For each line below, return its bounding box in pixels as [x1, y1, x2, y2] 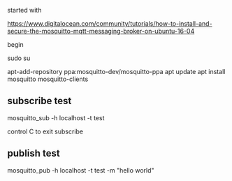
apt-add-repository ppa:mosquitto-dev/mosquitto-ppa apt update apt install [7, 68, 226, 75]
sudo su [7, 54, 31, 62]
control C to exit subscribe [7, 127, 84, 136]
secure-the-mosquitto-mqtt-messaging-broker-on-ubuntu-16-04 [7, 27, 195, 35]
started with [7, 6, 42, 14]
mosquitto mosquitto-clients [7, 75, 89, 83]
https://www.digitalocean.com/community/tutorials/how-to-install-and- [7, 20, 212, 27]
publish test [7, 147, 61, 159]
